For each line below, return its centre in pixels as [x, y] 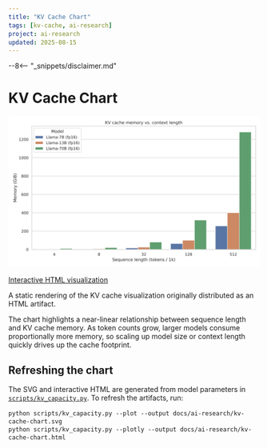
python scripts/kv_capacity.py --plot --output [89, 414]
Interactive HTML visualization [58, 280]
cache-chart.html [37, 438]
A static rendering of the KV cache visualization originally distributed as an [131, 295]
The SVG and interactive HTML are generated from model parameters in [127, 390]
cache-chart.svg [35, 422]
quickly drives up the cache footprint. [70, 345]
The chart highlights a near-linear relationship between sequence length [127, 319]
